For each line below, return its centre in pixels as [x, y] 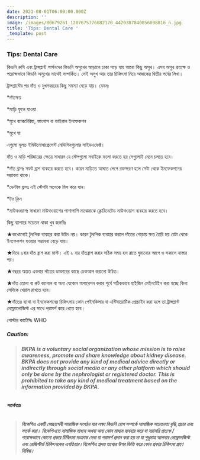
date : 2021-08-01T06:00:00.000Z [46, 12]
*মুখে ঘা [14, 133]
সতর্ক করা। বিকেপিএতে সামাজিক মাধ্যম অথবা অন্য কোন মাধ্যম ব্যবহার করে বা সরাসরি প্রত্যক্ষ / [98, 430]
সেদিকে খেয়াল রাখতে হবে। [29, 290]
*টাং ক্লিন [14, 199]
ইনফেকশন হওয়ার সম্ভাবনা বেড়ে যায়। [38, 241]
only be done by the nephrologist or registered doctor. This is [98, 374]
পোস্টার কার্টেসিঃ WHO [27, 320]
